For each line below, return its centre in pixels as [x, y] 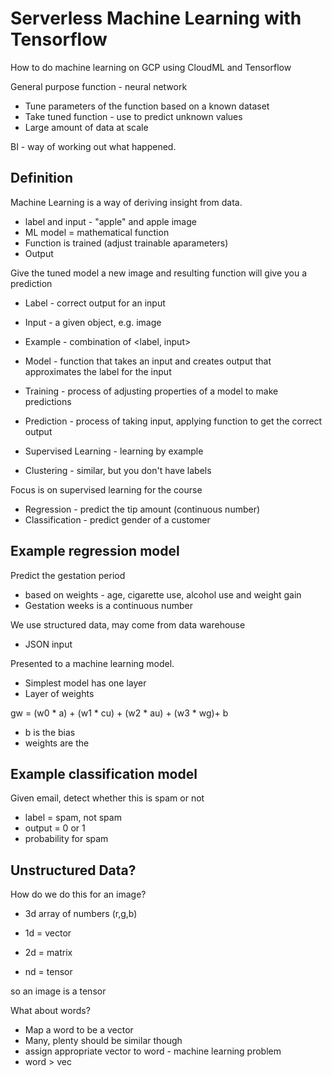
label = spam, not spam [73, 818]
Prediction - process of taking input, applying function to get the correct [173, 421]
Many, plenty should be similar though [103, 1041]
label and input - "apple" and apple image [110, 221]
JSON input [48, 644]
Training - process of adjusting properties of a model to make [151, 391]
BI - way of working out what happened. [93, 146]
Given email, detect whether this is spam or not [107, 798]
